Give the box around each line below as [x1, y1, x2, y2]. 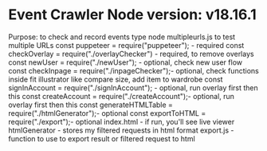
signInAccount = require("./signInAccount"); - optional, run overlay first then [8, 82, 259, 93]
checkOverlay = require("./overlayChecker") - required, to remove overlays [8, 49, 254, 58]
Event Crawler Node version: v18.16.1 [8, 6, 257, 24]
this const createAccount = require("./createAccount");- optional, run [8, 91, 235, 101]
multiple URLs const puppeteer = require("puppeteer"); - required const [8, 40, 245, 50]
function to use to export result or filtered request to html [8, 133, 195, 143]
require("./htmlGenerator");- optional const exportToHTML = [8, 108, 206, 117]
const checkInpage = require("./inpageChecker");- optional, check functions [8, 66, 259, 75]
